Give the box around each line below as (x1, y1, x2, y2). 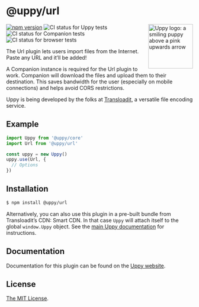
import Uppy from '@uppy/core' (6, 135, 84, 141)
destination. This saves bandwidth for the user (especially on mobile (6, 78, 173, 85)
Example (6, 119, 39, 130)
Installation (6, 184, 49, 194)
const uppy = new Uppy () (6, 151, 68, 157)
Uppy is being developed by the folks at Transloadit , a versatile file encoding (6, 96, 193, 103)
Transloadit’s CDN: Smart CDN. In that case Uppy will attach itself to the (6, 216, 179, 224)
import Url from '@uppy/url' (6, 140, 78, 146)
